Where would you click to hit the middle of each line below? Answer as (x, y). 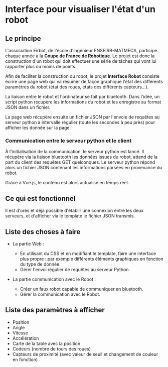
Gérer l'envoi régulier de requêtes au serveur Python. (75, 269)
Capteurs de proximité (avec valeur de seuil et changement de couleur (85, 354)
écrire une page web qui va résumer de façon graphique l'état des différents (84, 82)
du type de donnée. (40, 264)
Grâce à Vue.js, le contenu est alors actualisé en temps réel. (67, 183)
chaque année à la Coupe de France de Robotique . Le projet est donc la (80, 56)
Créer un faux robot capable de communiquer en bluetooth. (81, 289)
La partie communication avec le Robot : (54, 279)
